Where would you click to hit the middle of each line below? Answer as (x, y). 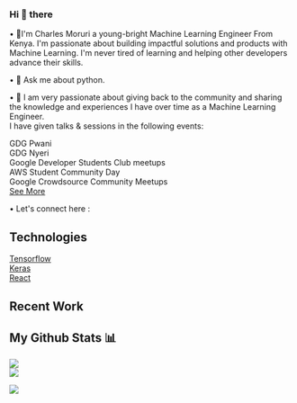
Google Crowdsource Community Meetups (89, 182)
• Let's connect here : (50, 209)
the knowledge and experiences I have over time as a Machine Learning (143, 107)
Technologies (49, 237)
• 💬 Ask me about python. (57, 80)
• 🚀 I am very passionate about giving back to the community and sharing (146, 97)
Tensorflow (30, 259)
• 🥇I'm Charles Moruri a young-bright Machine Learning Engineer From (141, 34)
